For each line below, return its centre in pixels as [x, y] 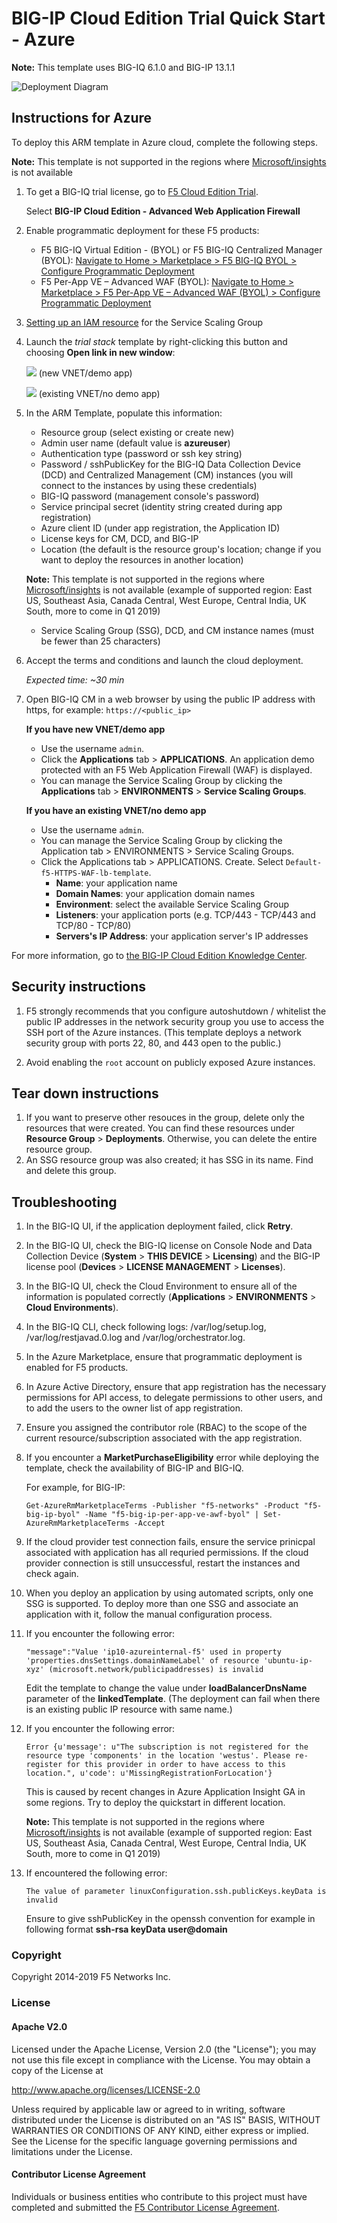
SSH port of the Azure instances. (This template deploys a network [163, 1032]
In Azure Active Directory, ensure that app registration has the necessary [176, 1387]
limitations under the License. [72, 2151]
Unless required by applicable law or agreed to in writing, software [148, 2109]
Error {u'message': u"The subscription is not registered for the [167, 1747]
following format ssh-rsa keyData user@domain [126, 1929]
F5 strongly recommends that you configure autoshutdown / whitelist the [176, 1011]
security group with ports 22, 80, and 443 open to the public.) [153, 1043]
